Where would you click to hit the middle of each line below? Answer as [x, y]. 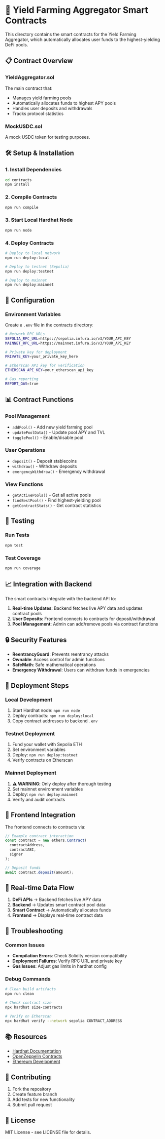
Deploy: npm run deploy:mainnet [45, 794]
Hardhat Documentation [36, 1051]
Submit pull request [32, 1105]
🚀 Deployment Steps [37, 686]
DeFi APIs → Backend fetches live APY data [57, 900]
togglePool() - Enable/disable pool [48, 437]
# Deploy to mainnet [26, 280]
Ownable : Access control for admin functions [58, 660]
